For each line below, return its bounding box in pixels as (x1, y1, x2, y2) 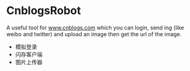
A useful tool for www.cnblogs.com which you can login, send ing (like (6, 24, 184, 31)
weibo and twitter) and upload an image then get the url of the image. (6, 30, 182, 37)
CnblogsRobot (6, 4, 82, 18)
